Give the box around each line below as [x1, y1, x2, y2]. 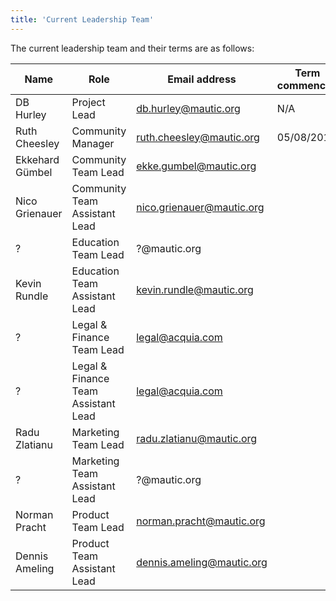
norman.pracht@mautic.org [136, 514, 266, 528]
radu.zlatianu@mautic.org [136, 431, 258, 445]
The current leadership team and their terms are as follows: [10, 42, 255, 54]
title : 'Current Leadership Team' [10, 14, 155, 25]
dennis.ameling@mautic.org [136, 555, 268, 569]
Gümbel [15, 165, 53, 179]
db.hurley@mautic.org [136, 101, 241, 115]
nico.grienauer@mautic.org [136, 200, 265, 214]
